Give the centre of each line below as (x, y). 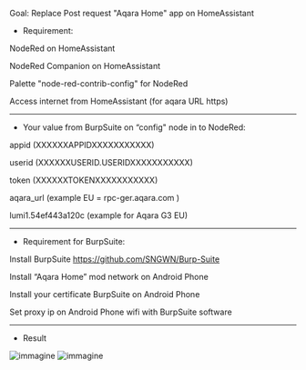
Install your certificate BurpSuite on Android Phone (105, 294)
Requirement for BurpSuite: (74, 241)
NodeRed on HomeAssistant (62, 48)
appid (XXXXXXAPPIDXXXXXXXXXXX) (82, 145)
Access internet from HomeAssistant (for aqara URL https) (119, 101)
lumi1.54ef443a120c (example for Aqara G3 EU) (99, 215)
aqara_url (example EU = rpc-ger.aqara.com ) (95, 198)
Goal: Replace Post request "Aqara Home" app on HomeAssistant (132, 13)
